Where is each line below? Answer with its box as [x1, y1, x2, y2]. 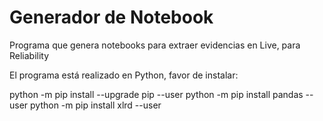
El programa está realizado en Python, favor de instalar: [9, 69, 239, 81]
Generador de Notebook [9, 6, 214, 29]
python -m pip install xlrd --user [30, 99, 162, 111]
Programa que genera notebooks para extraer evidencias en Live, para [9, 39, 301, 51]
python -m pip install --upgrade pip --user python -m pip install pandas [9, 88, 304, 100]
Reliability [9, 49, 50, 61]
